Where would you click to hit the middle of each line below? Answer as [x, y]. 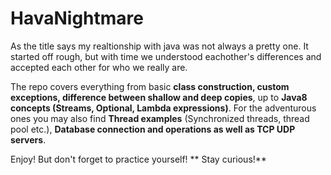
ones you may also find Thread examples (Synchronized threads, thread [160, 118]
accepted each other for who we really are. [99, 67]
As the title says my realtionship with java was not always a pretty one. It [159, 46]
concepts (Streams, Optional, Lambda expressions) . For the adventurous [163, 108]
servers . [28, 139]
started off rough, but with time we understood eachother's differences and [166, 56]
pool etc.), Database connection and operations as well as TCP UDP [153, 129]
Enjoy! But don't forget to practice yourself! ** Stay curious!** [138, 159]
